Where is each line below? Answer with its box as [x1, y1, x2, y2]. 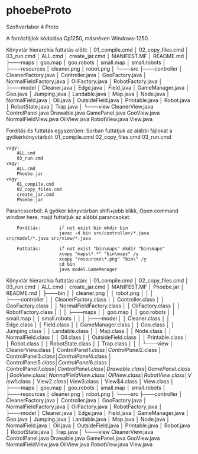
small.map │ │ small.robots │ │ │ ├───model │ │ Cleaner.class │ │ [6, 315, 170, 322]
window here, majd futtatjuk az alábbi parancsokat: [6, 213, 131, 220]
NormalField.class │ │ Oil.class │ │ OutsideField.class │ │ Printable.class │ [6, 334, 188, 341]
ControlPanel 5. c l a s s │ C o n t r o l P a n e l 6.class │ [6, 358, 112, 366]
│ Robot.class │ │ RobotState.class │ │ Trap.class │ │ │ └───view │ [6, 339, 174, 347]
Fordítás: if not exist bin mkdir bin [17, 225, 128, 231]
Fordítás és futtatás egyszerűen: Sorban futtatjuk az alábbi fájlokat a [6, 127, 173, 134]
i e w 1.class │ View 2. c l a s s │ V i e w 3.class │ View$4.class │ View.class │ [6, 377, 174, 385]
